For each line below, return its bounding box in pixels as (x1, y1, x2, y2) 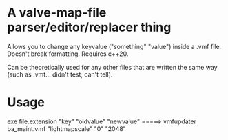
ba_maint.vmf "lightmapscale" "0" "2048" (7, 124, 126, 132)
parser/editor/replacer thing (7, 19, 172, 35)
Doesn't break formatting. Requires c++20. (7, 50, 129, 58)
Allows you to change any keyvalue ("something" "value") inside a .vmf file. (7, 42, 222, 50)
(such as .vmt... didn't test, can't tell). (7, 70, 113, 79)
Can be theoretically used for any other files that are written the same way (7, 63, 218, 71)
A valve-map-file (7, 5, 107, 21)
